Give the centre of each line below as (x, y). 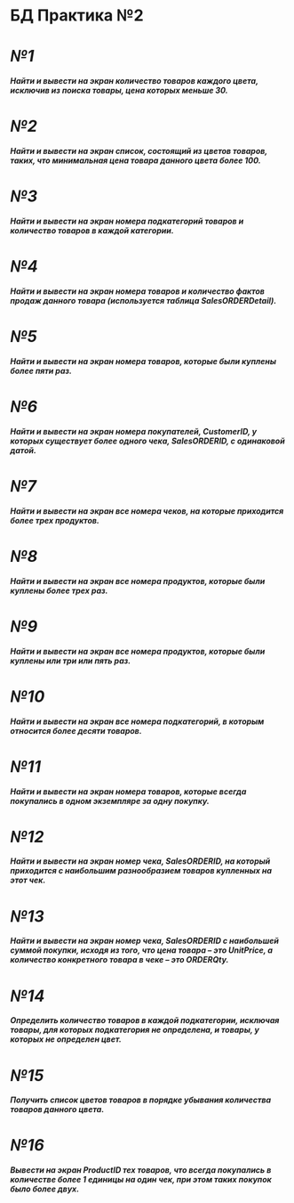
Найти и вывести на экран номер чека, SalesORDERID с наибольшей (144, 941)
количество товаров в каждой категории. (92, 231)
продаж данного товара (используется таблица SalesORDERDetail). (143, 300)
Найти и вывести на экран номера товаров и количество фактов (138, 291)
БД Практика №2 (77, 16)
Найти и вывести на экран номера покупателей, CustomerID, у (133, 431)
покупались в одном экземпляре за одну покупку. (110, 801)
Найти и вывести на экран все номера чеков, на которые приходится (147, 511)
